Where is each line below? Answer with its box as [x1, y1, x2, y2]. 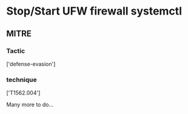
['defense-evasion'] [6, 60, 56, 67]
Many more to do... [6, 101, 54, 109]
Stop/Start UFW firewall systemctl [6, 4, 183, 18]
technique [6, 75, 38, 84]
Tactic [6, 47, 25, 55]
